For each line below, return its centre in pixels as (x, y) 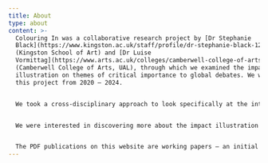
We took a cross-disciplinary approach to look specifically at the (132, 104)
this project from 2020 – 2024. (69, 82)
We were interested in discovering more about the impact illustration (137, 125)
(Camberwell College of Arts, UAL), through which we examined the (130, 68)
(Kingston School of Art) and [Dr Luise (83, 53)
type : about (28, 23)
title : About (30, 16)
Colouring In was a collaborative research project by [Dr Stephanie (133, 38)
